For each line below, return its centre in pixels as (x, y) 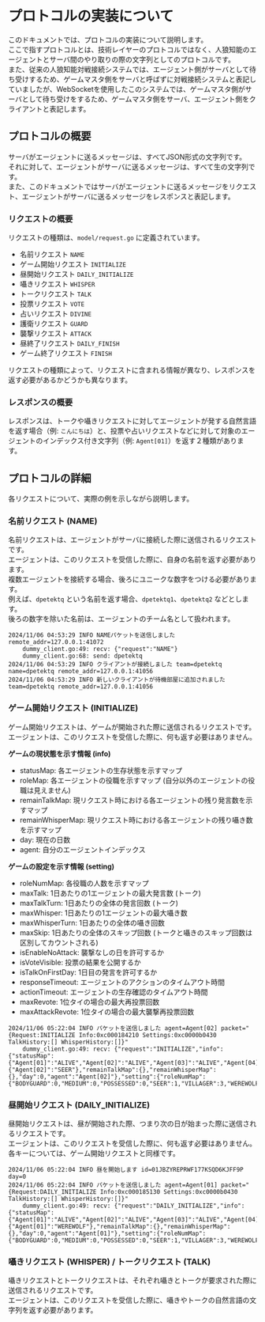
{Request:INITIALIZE (42, 1035)
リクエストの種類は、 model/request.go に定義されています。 (106, 237)
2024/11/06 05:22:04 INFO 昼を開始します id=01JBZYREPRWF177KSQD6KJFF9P (126, 1170)
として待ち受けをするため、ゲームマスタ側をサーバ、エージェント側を (136, 99)
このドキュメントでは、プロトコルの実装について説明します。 (108, 40)
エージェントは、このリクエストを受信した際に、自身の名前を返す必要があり (132, 559)
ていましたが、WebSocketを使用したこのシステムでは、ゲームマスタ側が (127, 89)
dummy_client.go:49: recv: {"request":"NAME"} (100, 650)
